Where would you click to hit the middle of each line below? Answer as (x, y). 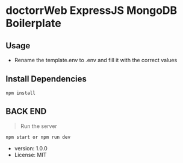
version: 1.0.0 (31, 148)
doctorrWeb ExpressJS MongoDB (91, 11)
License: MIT (30, 155)
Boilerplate (33, 23)
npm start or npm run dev (38, 137)
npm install (20, 93)
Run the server (39, 126)
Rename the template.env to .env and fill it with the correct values (96, 60)
